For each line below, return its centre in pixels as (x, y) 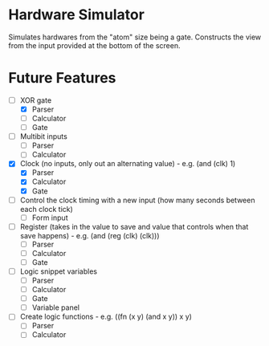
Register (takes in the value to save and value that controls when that (134, 226)
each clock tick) (47, 209)
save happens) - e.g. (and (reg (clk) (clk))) (90, 235)
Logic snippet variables (59, 271)
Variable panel (56, 307)
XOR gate (36, 100)
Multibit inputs (44, 136)
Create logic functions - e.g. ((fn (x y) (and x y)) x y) (106, 317)
